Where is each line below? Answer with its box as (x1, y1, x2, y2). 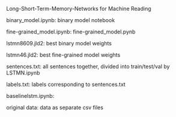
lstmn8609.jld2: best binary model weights (6, 40, 112, 47)
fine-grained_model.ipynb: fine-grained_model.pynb (6, 28, 136, 35)
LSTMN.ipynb (6, 69, 40, 76)
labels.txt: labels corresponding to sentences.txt (6, 81, 126, 88)
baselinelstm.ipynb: (6, 93, 55, 99)
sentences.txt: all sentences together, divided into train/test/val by (6, 63, 170, 70)
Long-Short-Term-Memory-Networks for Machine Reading (6, 5, 151, 12)
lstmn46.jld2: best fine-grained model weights (6, 51, 121, 59)
